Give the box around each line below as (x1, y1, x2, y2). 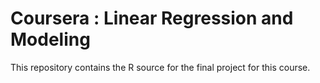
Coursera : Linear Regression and (10, 7, 294, 30)
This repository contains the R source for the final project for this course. (10, 61, 311, 73)
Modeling (10, 28, 91, 51)
